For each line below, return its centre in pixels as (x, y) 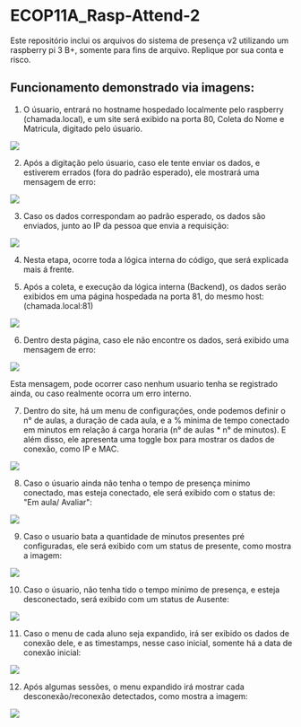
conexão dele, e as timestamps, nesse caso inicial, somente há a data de (158, 643)
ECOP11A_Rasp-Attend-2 (105, 16)
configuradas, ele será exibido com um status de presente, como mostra (157, 546)
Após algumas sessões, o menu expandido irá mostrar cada (133, 687)
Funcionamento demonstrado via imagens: (133, 88)
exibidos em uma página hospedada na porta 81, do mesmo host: (144, 296)
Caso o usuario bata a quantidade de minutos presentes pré (134, 536)
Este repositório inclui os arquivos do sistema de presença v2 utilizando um (150, 40)
